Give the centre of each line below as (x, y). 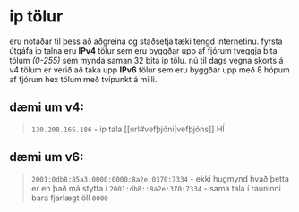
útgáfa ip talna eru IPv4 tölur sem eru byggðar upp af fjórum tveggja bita (143, 50)
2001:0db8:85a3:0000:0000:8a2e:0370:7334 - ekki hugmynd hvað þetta (160, 178)
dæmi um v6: (47, 157)
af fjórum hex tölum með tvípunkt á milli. (83, 79)
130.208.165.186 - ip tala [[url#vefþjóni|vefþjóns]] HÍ (128, 129)
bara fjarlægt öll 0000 (70, 198)
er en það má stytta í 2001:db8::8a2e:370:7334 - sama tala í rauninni (156, 188)
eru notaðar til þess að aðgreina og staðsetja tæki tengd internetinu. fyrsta (146, 41)
